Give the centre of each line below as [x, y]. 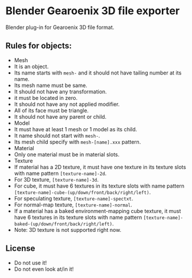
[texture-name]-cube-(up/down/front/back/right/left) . [82, 192]
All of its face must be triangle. [51, 110]
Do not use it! [30, 263]
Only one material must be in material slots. [67, 154]
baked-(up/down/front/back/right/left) [63, 224]
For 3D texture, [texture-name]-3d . [56, 179]
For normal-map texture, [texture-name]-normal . [73, 205]
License [20, 249]
